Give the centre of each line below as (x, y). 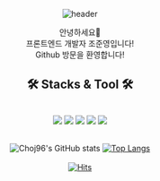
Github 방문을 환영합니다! (80, 55)
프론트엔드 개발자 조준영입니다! (80, 43)
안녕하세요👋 (80, 32)
